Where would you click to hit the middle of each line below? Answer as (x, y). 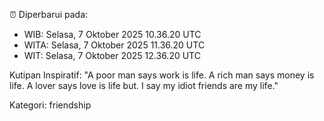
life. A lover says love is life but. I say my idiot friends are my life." (144, 85)
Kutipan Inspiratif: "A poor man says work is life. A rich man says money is (162, 75)
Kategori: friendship (50, 105)
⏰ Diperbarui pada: (49, 14)
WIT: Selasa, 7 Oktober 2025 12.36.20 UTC (112, 55)
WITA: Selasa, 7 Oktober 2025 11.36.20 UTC (114, 45)
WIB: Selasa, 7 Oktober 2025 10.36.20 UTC (112, 34)
